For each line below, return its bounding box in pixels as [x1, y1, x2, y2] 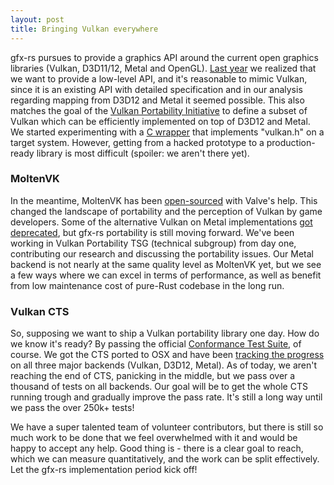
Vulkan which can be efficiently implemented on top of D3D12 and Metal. [10, 115, 311, 127]
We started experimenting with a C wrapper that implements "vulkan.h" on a [10, 126, 325, 138]
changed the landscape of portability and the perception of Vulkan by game [10, 205, 323, 217]
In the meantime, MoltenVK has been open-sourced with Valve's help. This [10, 194, 318, 206]
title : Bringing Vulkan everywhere [10, 24, 159, 34]
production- [266, 136, 316, 148]
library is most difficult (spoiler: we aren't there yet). [36, 147, 250, 159]
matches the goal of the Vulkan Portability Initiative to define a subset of [10, 104, 308, 116]
